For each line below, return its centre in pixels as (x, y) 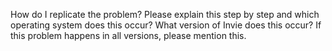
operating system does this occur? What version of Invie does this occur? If (166, 25)
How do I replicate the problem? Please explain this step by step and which (165, 14)
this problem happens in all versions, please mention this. (128, 35)
